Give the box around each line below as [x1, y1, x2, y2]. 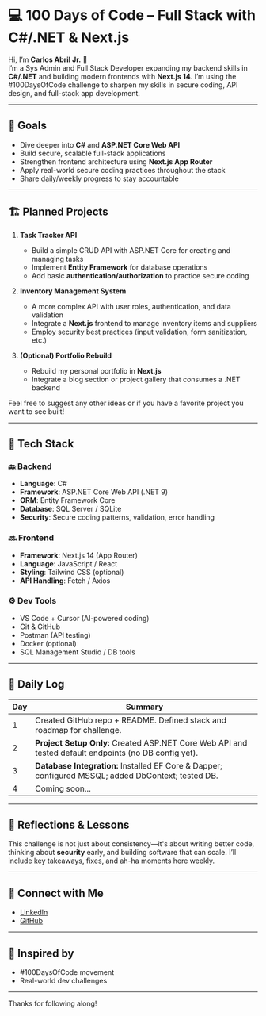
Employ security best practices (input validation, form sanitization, [31, 327, 248, 336]
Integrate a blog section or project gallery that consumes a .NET [31, 374, 241, 384]
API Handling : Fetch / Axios [19, 576, 111, 585]
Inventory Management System [19, 286, 127, 296]
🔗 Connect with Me [8, 886, 104, 900]
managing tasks [31, 254, 84, 263]
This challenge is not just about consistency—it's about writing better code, [8, 839, 255, 849]
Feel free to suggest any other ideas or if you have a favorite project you [8, 398, 244, 408]
